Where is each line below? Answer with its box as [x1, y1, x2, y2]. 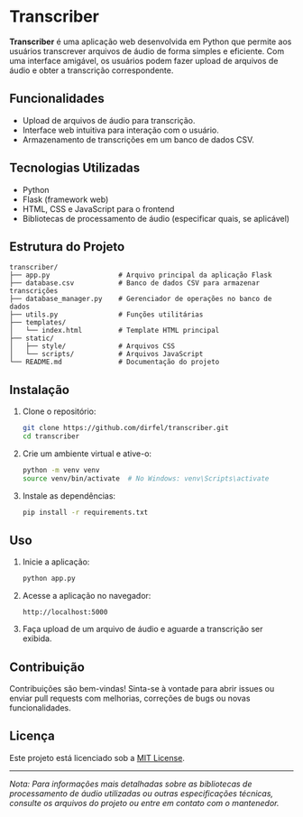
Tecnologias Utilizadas [9, 161, 141, 176]
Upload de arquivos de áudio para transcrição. [22, 115, 196, 125]
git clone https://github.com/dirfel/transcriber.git [22, 424, 229, 433]
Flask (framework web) [22, 194, 109, 205]
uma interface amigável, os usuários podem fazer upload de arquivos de [9, 55, 279, 66]
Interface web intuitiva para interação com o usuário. [22, 124, 219, 135]
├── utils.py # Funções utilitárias [9, 310, 204, 319]
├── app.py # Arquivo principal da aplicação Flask [9, 271, 272, 280]
